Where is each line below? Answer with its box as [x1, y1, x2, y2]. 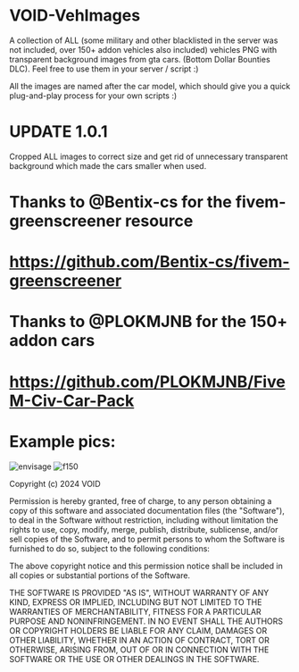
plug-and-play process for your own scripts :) [9, 90, 178, 101]
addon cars [9, 331, 96, 351]
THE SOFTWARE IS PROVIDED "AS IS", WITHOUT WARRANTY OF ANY [9, 587, 270, 598]
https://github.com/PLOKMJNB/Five [9, 372, 286, 391]
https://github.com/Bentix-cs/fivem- [9, 252, 290, 273]
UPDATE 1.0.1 [9, 122, 108, 142]
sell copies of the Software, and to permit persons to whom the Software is [9, 533, 286, 544]
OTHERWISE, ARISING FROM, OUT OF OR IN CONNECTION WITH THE [9, 644, 270, 655]
